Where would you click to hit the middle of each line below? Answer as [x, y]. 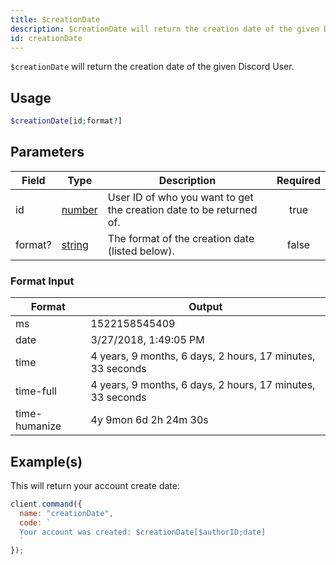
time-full [36, 391]
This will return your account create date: [95, 485]
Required [298, 180]
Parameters [47, 152]
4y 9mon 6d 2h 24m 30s [149, 420]
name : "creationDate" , [66, 513]
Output [205, 307]
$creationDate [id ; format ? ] [66, 121]
